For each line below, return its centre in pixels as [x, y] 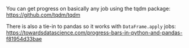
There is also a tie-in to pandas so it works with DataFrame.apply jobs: [91, 26]
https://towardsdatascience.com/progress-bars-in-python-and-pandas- [94, 33]
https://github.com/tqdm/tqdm [43, 15]
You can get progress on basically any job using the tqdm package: [88, 9]
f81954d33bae [24, 39]
